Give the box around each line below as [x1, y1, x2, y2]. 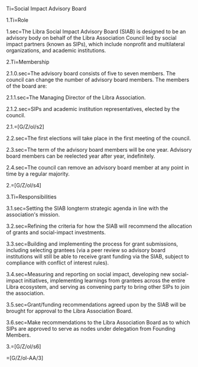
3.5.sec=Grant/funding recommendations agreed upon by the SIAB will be [6, 301, 186, 308]
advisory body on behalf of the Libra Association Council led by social [6, 34, 177, 41]
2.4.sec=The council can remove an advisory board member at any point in [6, 164, 189, 171]
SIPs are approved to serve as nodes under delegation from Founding [6, 325, 176, 332]
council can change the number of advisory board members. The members [6, 76, 190, 83]
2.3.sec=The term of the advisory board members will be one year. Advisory [6, 146, 192, 153]
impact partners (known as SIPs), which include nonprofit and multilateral [6, 41, 185, 47]
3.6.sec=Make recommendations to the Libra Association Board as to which [6, 319, 190, 325]
